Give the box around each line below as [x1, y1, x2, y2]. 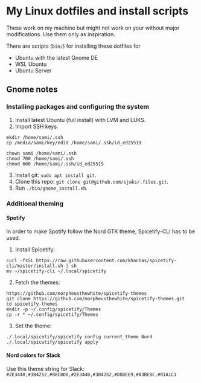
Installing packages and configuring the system [6, 103, 150, 111]
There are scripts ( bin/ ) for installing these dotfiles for [6, 42, 141, 50]
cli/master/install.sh [6, 263, 63, 269]
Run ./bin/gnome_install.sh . [14, 184, 88, 191]
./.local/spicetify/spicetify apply [6, 339, 98, 345]
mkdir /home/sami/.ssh [6, 134, 63, 140]
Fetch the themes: [14, 278, 60, 286]
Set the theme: [14, 322, 52, 329]
